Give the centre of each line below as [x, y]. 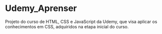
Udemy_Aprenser [41, 8]
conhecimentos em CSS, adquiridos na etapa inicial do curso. [67, 26]
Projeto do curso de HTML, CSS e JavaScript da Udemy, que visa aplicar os [81, 22]
